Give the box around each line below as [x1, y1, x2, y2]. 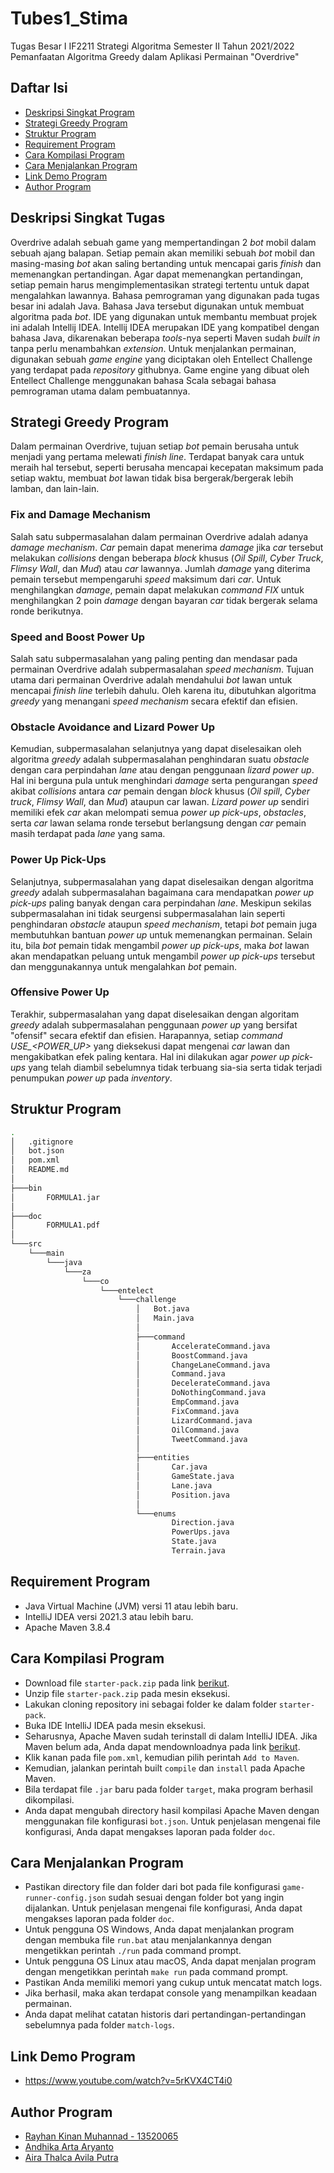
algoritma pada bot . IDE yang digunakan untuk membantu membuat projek [10, 310, 318, 322]
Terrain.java [171, 1546, 226, 1556]
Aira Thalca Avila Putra [24, 2151, 119, 2163]
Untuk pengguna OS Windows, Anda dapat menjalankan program [24, 1923, 295, 1936]
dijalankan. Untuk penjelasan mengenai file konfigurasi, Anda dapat [24, 1902, 303, 1914]
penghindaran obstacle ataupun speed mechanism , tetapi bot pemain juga [10, 918, 318, 930]
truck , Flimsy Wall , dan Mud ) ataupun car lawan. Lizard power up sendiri [10, 796, 310, 808]
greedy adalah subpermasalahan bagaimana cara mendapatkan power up [10, 886, 315, 898]
